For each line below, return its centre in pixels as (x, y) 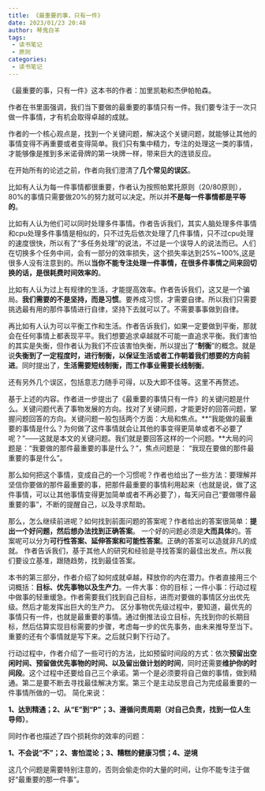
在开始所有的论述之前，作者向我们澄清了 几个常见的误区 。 (101, 170)
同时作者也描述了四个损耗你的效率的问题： (77, 736)
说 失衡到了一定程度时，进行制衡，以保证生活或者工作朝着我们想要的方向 (125, 355)
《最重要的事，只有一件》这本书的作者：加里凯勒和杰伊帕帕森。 (112, 90)
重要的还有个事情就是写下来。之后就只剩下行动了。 (91, 636)
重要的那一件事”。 (54, 779)
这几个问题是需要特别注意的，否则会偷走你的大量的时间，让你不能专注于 (125, 769)
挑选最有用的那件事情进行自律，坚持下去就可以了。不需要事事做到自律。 (125, 309)
